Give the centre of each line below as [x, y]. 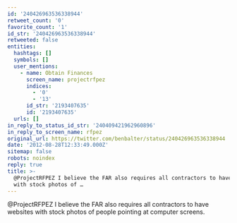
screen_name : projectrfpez [66, 79]
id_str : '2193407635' [58, 106]
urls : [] [26, 119]
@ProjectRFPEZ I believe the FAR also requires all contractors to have [108, 205]
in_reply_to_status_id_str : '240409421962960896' [82, 125]
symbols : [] [31, 60]
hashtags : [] [33, 54]
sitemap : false [30, 152]
